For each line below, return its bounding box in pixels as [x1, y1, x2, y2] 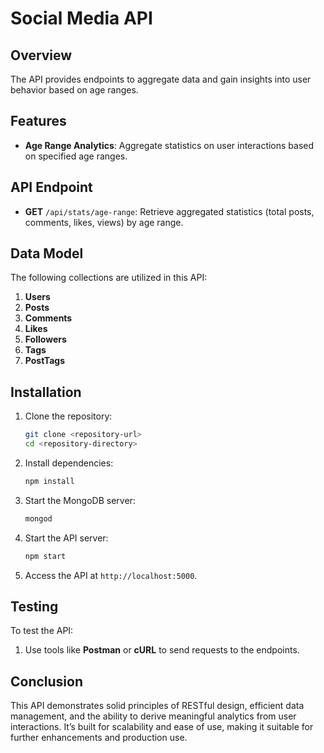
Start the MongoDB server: [24, 494, 136, 506]
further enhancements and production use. [10, 732, 188, 744]
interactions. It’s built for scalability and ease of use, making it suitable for [10, 721, 314, 733]
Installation [10, 383, 82, 401]
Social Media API [10, 7, 153, 30]
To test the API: [10, 625, 74, 637]
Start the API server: [24, 532, 109, 544]
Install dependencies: [24, 457, 114, 469]
